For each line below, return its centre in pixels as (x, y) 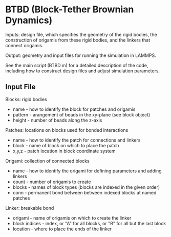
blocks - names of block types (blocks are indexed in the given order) (86, 187)
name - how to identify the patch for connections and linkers (77, 140)
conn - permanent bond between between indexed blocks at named (84, 192)
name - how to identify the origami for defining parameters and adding (87, 171)
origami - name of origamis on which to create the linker (72, 218)
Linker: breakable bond (30, 208)
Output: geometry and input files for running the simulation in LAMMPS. (81, 55)
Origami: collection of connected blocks (47, 161)
